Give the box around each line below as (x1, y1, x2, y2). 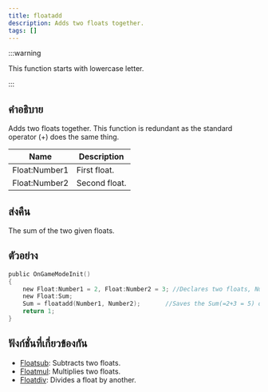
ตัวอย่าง (8, 249, 38, 263)
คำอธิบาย (8, 102, 44, 116)
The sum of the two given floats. (8, 226, 115, 236)
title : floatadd (8, 11, 62, 20)
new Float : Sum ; (22, 292, 73, 300)
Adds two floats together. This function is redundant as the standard (8, 124, 233, 133)
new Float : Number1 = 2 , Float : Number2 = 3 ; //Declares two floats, (22, 285, 251, 293)
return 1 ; (22, 307, 56, 315)
